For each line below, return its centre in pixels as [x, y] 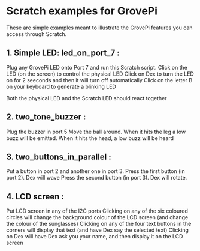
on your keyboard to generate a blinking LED [61, 86]
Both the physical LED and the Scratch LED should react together [87, 98]
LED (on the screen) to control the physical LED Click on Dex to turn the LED [100, 74]
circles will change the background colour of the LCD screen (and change [97, 217]
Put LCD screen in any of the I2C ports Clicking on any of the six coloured [97, 211]
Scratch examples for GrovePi [82, 11]
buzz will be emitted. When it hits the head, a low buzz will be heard [90, 138]
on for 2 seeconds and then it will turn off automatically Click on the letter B [99, 80]
